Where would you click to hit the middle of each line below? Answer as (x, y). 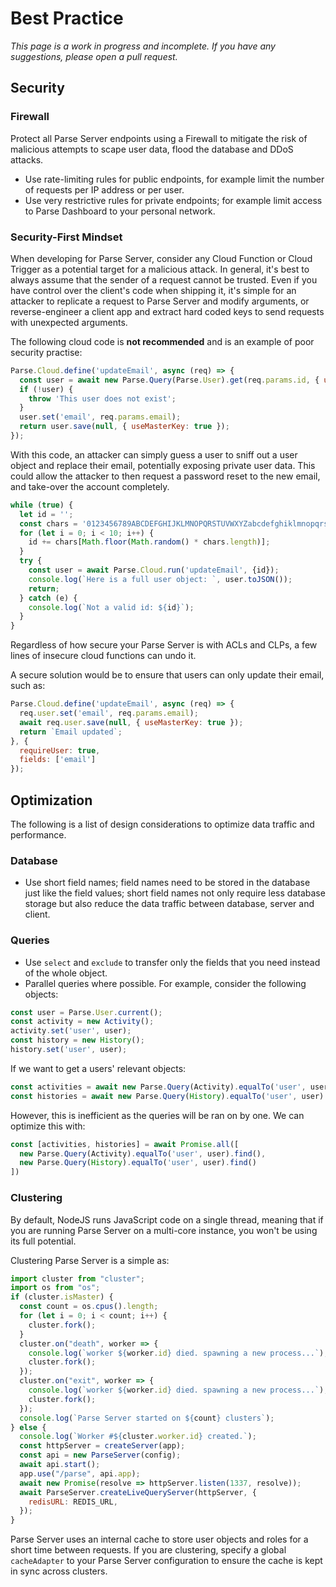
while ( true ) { (42, 505)
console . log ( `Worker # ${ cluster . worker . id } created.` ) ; (138, 1437)
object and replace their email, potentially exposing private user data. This (163, 465)
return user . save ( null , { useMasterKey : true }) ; (124, 427)
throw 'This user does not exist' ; (102, 398)
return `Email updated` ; (71, 732)
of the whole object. (66, 973)
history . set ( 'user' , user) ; (69, 1050)
